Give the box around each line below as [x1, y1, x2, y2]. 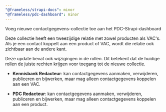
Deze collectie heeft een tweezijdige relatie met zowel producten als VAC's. [5, 35, 161, 41]
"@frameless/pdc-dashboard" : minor [5, 12, 79, 17]
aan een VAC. [12, 81, 41, 87]
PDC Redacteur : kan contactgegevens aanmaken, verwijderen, [12, 91, 142, 97]
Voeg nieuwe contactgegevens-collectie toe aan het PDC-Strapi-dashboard [5, 25, 161, 31]
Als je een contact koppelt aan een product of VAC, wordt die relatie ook [5, 40, 154, 46]
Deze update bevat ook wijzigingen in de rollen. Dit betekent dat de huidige [5, 55, 160, 61]
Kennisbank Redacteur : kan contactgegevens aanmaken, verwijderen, [12, 70, 158, 76]
